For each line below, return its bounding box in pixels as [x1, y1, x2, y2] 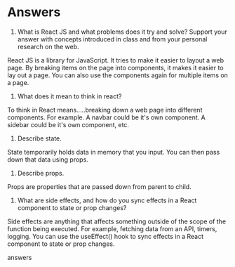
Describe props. [17, 169, 65, 177]
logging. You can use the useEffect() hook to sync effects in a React [7, 232, 204, 240]
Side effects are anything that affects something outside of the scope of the [7, 217, 227, 226]
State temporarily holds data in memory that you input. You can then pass [7, 148, 220, 156]
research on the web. [17, 42, 79, 51]
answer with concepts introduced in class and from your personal [17, 34, 208, 43]
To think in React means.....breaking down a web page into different [7, 105, 203, 114]
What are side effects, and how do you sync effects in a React [17, 196, 197, 204]
